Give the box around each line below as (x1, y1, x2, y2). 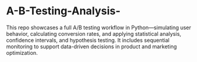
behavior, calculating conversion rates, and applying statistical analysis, (6, 30, 182, 37)
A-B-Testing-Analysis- (6, 4, 120, 18)
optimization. (6, 49, 38, 56)
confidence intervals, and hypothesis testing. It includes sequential (6, 36, 170, 44)
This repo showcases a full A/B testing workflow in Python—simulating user (6, 24, 192, 31)
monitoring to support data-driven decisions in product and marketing (6, 43, 177, 50)
